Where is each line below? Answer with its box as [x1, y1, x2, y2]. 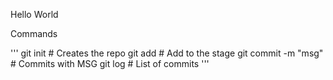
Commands [10, 28, 58, 39]
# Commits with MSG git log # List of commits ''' [10, 58, 210, 69]
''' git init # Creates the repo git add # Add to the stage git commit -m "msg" [10, 47, 324, 59]
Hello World [10, 9, 59, 20]
